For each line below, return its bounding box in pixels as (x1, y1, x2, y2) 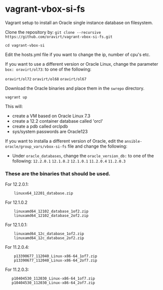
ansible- (124, 139, 142, 144)
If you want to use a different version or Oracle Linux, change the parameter (5, 61, 158, 67)
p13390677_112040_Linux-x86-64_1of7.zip (14, 254, 97, 259)
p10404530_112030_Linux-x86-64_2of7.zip (11, 281, 95, 286)
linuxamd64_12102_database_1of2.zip (14, 209, 89, 214)
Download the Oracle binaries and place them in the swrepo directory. (5, 85, 144, 91)
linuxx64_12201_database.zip (14, 191, 73, 196)
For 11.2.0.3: (5, 266, 29, 273)
